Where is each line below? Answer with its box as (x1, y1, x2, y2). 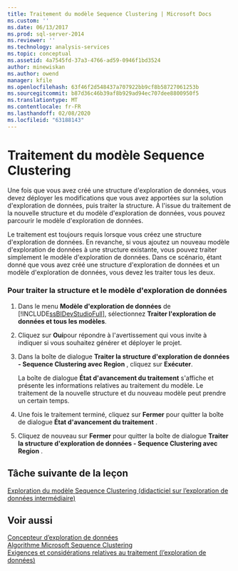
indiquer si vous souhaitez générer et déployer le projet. (17, 338, 182, 346)
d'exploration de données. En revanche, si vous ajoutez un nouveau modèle (7, 237, 230, 246)
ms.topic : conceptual (7, 51, 72, 58)
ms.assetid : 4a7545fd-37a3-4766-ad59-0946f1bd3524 (7, 57, 161, 64)
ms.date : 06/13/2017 (7, 24, 69, 31)
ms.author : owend (7, 70, 59, 77)
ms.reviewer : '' (7, 37, 56, 44)
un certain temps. (17, 396, 70, 405)
